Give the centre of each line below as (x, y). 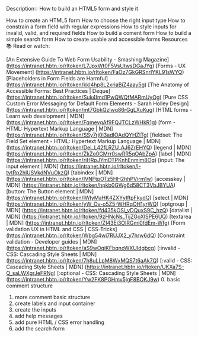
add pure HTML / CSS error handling (60, 322)
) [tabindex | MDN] (90, 173)
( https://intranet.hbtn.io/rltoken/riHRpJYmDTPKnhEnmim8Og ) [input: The (95, 160)
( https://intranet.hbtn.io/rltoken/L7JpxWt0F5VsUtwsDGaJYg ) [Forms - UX (96, 66)
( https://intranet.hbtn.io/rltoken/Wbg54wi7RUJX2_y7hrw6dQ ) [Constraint (95, 235)
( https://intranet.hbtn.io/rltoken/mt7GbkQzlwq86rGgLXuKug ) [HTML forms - (99, 110)
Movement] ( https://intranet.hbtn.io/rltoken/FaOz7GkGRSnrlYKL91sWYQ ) (95, 72)
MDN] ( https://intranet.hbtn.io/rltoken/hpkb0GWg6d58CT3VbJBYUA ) (91, 185)
